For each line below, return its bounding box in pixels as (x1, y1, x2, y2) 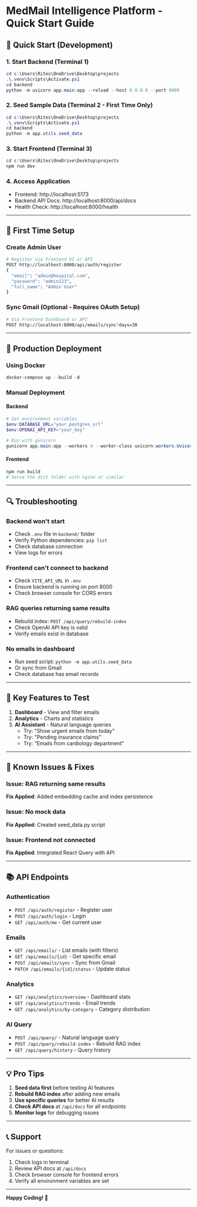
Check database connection (14, 543, 83, 550)
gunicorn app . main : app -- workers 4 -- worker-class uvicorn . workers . (6, 443, 177, 449)
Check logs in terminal (14, 1159, 69, 1166)
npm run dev (6, 163, 35, 170)
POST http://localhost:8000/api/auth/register (6, 262, 122, 268)
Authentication (6, 893, 50, 901)
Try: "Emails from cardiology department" (23, 739, 124, 746)
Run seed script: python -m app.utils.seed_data (14, 658, 132, 665)
